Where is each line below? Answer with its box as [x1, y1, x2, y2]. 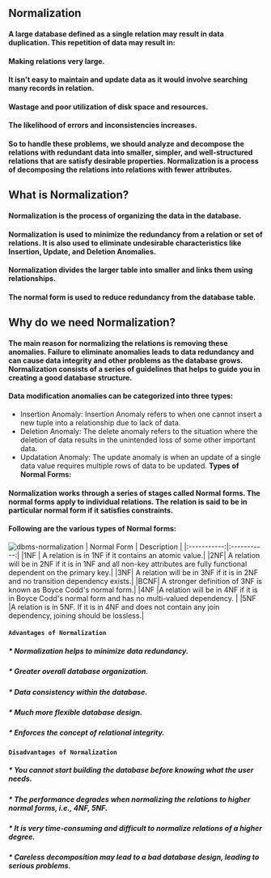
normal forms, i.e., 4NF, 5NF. [8, 803, 108, 812]
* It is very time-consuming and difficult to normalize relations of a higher [8, 824, 263, 833]
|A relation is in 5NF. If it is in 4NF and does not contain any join [8, 602, 220, 612]
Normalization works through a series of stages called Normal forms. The [8, 488, 260, 497]
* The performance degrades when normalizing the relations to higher [8, 794, 251, 804]
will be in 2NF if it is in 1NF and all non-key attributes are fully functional [8, 559, 248, 569]
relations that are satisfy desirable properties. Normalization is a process [8, 156, 259, 165]
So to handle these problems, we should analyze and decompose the [8, 139, 245, 148]
